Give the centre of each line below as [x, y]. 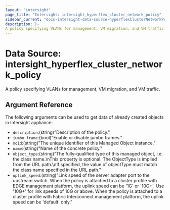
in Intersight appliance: [29, 122]
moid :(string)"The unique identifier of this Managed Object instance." [84, 143]
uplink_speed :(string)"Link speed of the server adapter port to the [81, 175]
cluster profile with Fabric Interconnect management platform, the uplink [88, 196]
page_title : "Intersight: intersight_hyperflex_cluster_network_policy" [83, 15]
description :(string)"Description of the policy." [61, 132]
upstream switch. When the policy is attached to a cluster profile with [85, 180]
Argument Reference [39, 105]
